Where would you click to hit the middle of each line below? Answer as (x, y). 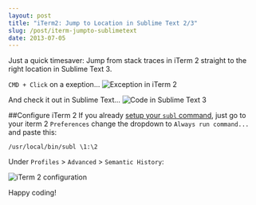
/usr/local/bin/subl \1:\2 (53, 147)
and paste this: (33, 132)
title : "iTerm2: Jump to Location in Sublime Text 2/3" (103, 23)
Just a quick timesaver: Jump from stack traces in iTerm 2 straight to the (128, 61)
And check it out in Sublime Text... (65, 100)
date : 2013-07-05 (37, 38)
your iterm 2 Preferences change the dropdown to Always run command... (129, 124)
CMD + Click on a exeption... (54, 85)
